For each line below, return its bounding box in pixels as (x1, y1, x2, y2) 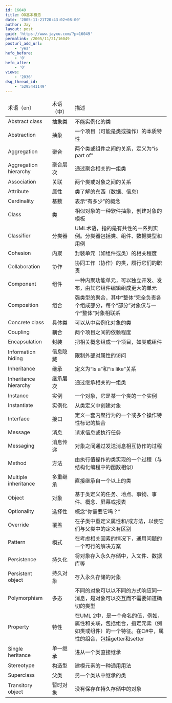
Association (8, 178, 36, 185)
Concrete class (8, 319, 45, 326)
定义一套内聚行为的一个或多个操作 (75, 412, 157, 419)
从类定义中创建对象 (75, 402, 121, 409)
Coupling (8, 328, 30, 336)
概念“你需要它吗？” (75, 508, 121, 515)
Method (8, 459, 27, 467)
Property (8, 623, 29, 630)
